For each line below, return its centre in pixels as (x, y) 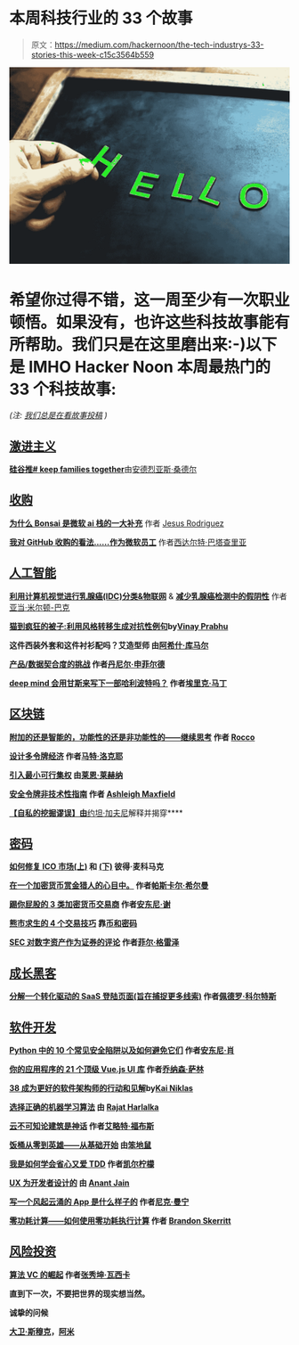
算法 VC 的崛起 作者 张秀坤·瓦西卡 (70, 1275)
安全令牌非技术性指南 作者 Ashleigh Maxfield (93, 793)
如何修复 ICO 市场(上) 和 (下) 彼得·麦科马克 (87, 866)
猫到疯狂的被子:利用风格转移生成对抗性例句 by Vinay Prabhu (119, 626)
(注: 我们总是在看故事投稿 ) (59, 415)
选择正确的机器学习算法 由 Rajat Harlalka (84, 1107)
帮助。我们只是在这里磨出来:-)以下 (151, 344)
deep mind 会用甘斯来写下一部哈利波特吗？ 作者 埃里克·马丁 (118, 683)
